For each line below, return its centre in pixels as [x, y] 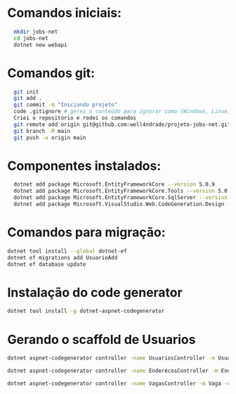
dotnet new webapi [41, 45]
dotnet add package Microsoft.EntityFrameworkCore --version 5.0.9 [114, 184]
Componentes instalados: [84, 166]
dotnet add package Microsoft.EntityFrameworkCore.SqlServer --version [121, 198]
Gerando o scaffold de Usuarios [101, 339]
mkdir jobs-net [36, 32]
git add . [28, 99]
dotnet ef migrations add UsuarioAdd [63, 258]
